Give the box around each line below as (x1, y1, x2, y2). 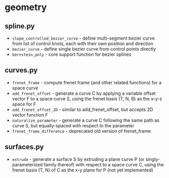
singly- (145, 156, 160, 162)
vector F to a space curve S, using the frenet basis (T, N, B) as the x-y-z (12, 95, 162, 101)
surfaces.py (5, 143, 44, 151)
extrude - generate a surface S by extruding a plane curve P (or (12, 156, 145, 162)
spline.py (5, 22, 35, 30)
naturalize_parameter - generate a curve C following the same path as (12, 117, 160, 123)
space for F (12, 101, 36, 107)
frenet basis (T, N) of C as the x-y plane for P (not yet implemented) (12, 167, 154, 173)
